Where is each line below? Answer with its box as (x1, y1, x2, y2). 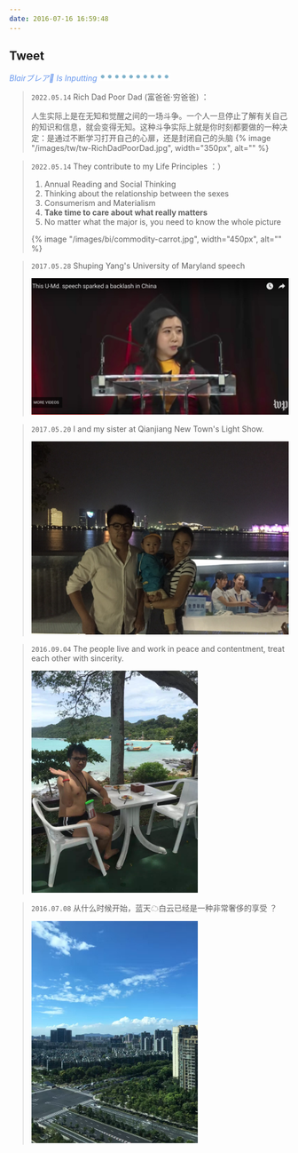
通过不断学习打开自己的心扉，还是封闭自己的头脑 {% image (54, 133, 271, 144)
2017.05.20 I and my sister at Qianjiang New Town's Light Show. (30, 424, 264, 434)
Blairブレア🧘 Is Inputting (9, 73, 98, 83)
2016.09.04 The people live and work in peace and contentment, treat (30, 644, 286, 655)
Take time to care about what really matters (43, 207, 208, 218)
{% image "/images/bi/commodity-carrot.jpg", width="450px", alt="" (30, 234, 282, 244)
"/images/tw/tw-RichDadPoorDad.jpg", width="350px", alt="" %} (30, 143, 270, 154)
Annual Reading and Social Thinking (43, 179, 176, 190)
